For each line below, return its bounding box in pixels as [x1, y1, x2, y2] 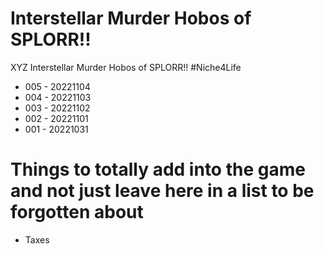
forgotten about [10, 201, 144, 224]
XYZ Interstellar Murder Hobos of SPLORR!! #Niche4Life [10, 61, 242, 73]
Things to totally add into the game [10, 158, 306, 181]
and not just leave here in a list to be [10, 180, 315, 202]
